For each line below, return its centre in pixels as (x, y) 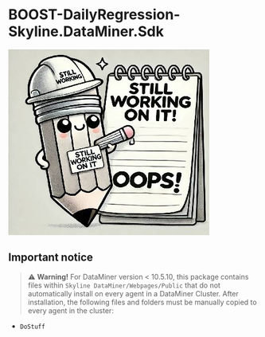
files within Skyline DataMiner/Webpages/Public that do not (124, 285)
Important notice (51, 258)
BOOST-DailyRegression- (94, 15)
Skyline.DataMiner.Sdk (86, 31)
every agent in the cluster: (70, 310)
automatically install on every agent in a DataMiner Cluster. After (133, 293)
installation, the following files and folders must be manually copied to (142, 302)
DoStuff (32, 327)
